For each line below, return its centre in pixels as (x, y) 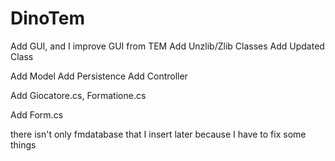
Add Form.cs (37, 114)
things (23, 144)
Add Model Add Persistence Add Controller (99, 76)
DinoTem (47, 18)
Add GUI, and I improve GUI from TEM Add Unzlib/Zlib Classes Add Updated (167, 46)
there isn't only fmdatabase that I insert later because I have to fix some (158, 134)
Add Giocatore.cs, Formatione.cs (78, 95)
